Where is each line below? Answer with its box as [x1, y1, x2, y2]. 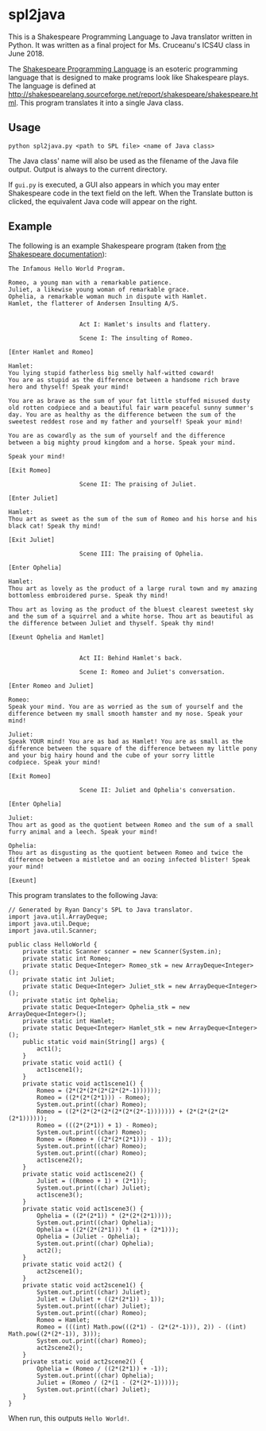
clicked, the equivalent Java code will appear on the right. [8, 196, 198, 206]
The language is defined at [8, 81, 96, 91]
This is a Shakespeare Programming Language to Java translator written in [8, 32, 253, 41]
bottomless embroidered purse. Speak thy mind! [8, 591, 169, 599]
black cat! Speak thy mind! [8, 522, 102, 530]
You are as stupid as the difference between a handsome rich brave [8, 376, 240, 384]
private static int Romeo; [22, 954, 112, 962]
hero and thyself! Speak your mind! [8, 383, 129, 391]
